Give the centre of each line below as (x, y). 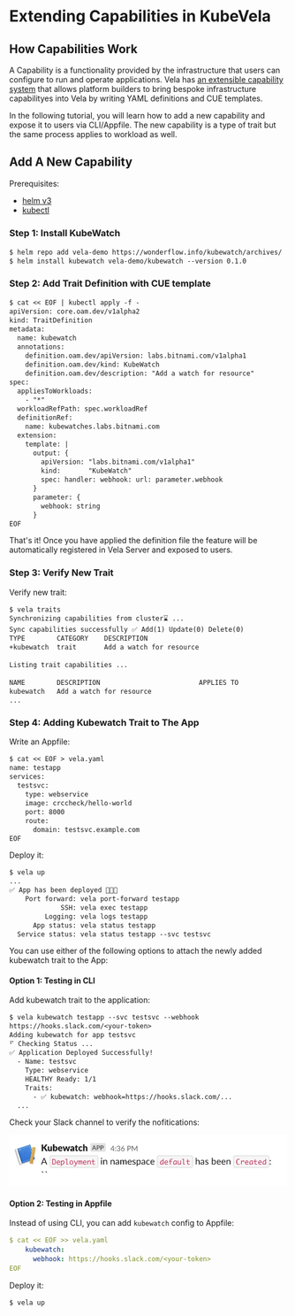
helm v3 (37, 200)
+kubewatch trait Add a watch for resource (104, 647)
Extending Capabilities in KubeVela (140, 16)
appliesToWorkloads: (55, 391)
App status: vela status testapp (94, 926)
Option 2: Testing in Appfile (61, 1203)
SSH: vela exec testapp (104, 908)
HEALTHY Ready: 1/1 (61, 1080)
